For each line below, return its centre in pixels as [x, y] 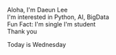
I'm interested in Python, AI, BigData [58, 17]
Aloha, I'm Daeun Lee [37, 10]
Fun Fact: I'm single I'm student [51, 24]
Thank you [22, 31]
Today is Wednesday [37, 44]
